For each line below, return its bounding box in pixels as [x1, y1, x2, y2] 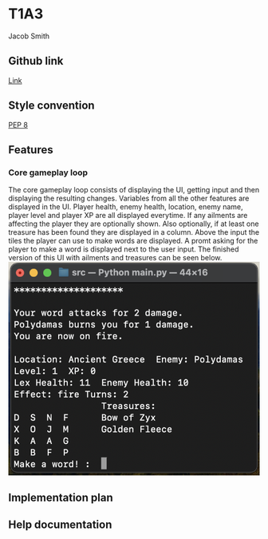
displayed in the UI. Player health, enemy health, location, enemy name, [8, 202, 243, 212]
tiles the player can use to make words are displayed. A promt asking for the [8, 236, 258, 246]
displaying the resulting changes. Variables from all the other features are [8, 193, 250, 204]
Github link [8, 54, 64, 68]
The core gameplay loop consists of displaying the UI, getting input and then [8, 185, 260, 195]
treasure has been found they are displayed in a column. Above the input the [8, 228, 260, 237]
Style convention [8, 99, 95, 113]
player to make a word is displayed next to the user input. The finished [8, 244, 239, 254]
